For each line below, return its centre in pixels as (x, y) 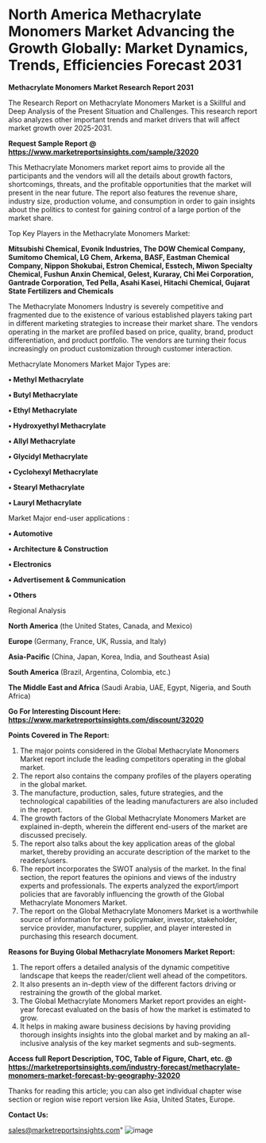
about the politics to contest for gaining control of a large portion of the (125, 209)
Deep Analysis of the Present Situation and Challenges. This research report (133, 111)
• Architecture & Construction (58, 548)
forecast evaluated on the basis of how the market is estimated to (143, 1009)
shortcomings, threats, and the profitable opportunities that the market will (130, 184)
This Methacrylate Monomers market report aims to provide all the (117, 167)
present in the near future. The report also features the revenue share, (123, 192)
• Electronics (30, 564)
